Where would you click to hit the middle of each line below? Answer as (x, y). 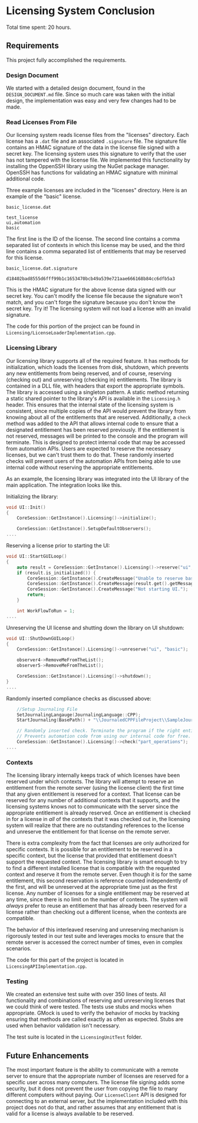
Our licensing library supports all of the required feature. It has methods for (97, 360)
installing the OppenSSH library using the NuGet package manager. (88, 166)
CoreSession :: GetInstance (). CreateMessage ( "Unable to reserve (105, 578)
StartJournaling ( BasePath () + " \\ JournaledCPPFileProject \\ (92, 720)
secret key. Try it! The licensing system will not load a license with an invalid (98, 308)
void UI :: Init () (26, 507)
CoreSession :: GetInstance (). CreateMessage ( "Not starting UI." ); (108, 589)
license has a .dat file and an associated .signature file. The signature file (96, 141)
